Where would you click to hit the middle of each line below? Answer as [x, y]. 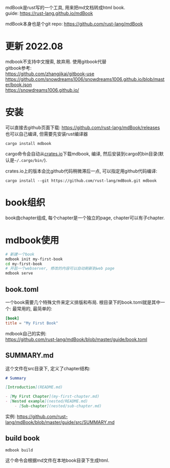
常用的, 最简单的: [34, 308]
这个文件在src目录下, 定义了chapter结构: [48, 368]
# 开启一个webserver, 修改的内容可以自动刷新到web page [60, 269]
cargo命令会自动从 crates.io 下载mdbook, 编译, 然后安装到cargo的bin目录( [82, 154]
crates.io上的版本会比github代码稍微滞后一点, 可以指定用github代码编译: [81, 171]
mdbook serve [19, 273]
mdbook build [19, 450]
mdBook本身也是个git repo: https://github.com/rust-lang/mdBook [74, 24]
